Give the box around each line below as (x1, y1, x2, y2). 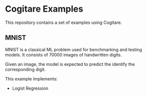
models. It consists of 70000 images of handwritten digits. (5, 52, 122, 58)
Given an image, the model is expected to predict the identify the (5, 61, 135, 67)
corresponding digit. (5, 66, 46, 72)
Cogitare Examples (5, 3, 84, 15)
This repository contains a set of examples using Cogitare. (5, 19, 122, 25)
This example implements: (5, 76, 58, 81)
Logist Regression (12, 85, 49, 91)
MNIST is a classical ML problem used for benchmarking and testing (5, 46, 142, 52)
